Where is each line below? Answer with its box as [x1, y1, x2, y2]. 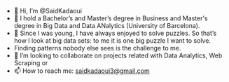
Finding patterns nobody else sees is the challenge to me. [13, 44, 181, 52]
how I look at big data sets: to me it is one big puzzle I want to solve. [13, 36, 211, 45]
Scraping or [13, 59, 48, 67]
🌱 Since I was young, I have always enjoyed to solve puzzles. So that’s [13, 29, 217, 37]
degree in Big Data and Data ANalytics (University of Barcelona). [13, 22, 200, 29]
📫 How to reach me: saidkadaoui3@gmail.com [13, 67, 150, 75]
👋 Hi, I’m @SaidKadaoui [13, 7, 83, 15]
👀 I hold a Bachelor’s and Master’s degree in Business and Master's [13, 14, 208, 22]
